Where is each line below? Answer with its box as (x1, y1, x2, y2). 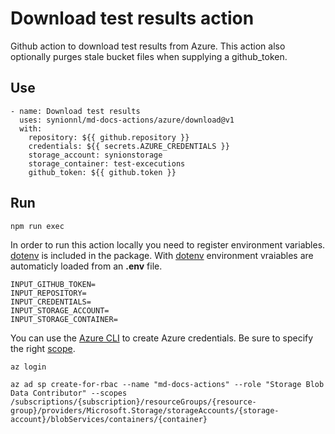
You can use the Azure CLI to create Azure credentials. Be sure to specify (10, 332, 314, 344)
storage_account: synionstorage (28, 150, 163, 160)
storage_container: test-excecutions (28, 158, 186, 169)
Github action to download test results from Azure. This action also (10, 40, 286, 52)
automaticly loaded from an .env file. (10, 260, 163, 272)
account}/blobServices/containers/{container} (10, 414, 208, 424)
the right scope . (10, 342, 76, 354)
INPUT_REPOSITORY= (10, 288, 87, 298)
